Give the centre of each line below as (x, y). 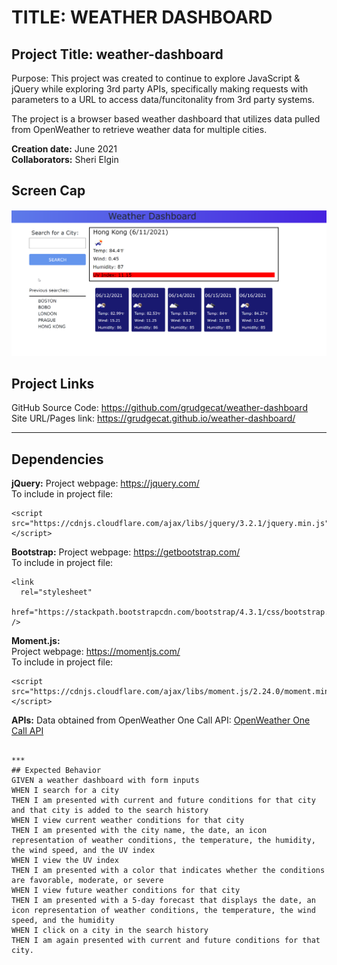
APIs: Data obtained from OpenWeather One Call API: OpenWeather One (161, 720)
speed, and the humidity (63, 921)
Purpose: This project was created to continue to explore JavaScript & (156, 78)
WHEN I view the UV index (65, 861)
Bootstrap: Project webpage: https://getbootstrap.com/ (126, 552)
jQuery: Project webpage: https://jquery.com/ (105, 483)
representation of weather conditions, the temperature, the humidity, (163, 841)
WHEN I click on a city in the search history (110, 931)
